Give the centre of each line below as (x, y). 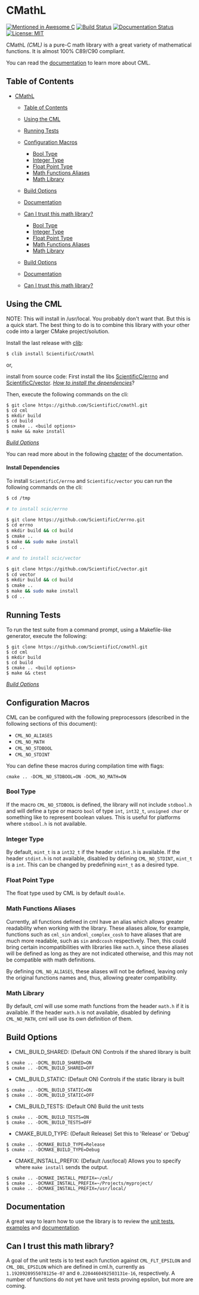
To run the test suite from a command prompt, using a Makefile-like (89, 630)
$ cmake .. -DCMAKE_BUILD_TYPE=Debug (53, 1149)
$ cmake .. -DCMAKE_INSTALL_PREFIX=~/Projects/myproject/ (80, 1183)
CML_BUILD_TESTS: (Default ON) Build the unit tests (79, 1106)
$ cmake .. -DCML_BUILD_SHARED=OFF (50, 1068)
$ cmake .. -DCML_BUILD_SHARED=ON (49, 1063)
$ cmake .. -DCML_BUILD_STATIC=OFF (50, 1095)
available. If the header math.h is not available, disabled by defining (88, 1012)
